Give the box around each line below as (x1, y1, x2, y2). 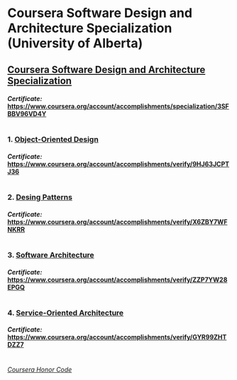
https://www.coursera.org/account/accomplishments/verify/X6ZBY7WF (7, 217, 228, 226)
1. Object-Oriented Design (7, 134, 99, 144)
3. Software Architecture (7, 250, 94, 260)
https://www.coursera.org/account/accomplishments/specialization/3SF (7, 102, 229, 111)
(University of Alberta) (7, 36, 143, 51)
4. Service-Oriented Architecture (7, 307, 124, 317)
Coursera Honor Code (7, 365, 72, 374)
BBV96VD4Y (7, 110, 47, 118)
